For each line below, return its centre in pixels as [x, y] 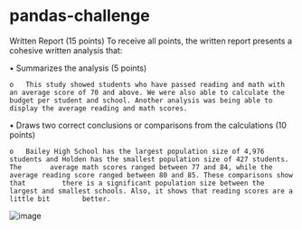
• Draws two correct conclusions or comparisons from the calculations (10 [148, 125]
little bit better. [60, 199]
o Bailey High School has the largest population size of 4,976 [137, 151]
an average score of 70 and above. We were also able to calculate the [147, 92]
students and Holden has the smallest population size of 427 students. [149, 159]
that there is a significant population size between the [137, 183]
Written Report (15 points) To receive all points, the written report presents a [151, 41]
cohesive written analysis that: [66, 50]
